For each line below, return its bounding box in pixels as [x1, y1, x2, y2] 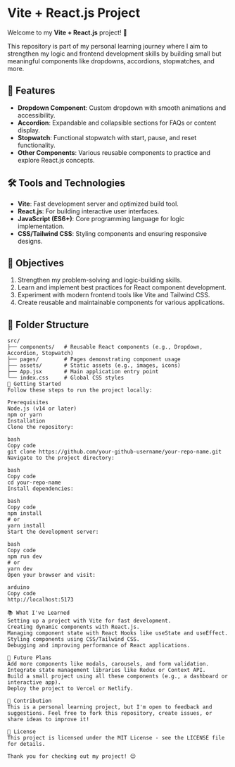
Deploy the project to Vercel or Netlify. [7, 685, 134, 692]
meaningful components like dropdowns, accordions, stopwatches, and [7, 56, 215, 65]
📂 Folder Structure [7, 318, 89, 330]
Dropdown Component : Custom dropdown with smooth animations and [17, 104, 227, 112]
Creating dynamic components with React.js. [7, 623, 140, 631]
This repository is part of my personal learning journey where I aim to [7, 42, 208, 50]
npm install [7, 510, 42, 517]
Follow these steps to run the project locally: [7, 387, 153, 394]
